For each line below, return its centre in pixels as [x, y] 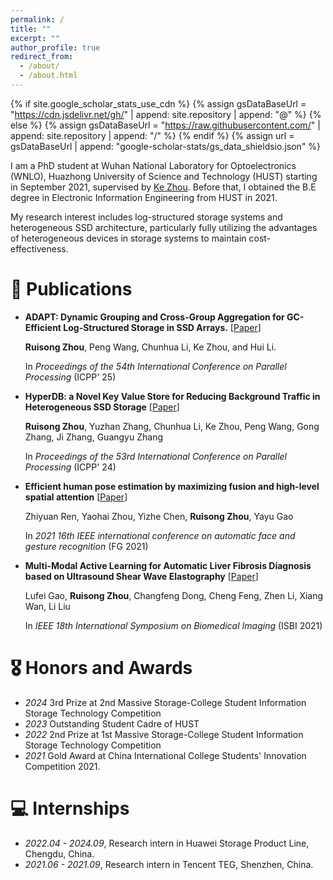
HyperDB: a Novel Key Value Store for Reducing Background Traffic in [172, 396]
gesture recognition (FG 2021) [86, 546]
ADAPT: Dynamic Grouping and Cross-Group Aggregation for [154, 317]
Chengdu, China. [59, 853]
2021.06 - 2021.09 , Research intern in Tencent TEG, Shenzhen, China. [169, 864]
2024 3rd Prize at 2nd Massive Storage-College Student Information [165, 702]
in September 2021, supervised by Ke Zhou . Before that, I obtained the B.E [163, 187]
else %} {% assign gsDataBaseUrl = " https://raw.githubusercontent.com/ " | [165, 125]
